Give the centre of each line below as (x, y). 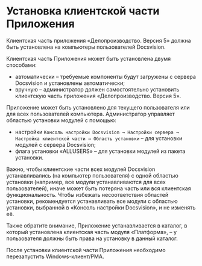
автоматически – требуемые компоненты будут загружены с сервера (105, 76)
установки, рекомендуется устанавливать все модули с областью (92, 201)
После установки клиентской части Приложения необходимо (86, 250)
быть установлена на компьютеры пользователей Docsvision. (86, 47)
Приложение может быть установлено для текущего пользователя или (98, 107)
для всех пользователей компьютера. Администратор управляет (90, 114)
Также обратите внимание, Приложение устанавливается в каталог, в (97, 225)
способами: (22, 65)
